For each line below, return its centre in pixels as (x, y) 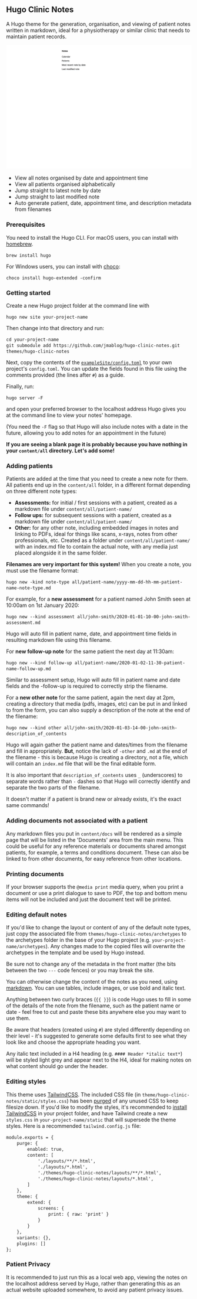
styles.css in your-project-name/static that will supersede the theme (91, 1120)
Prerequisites (26, 225)
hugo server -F (25, 398)
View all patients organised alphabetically (65, 184)
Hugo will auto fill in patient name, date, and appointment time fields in (91, 634)
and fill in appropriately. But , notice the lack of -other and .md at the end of (97, 751)
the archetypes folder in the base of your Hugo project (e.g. (79, 940)
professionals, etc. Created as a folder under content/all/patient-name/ (102, 540)
